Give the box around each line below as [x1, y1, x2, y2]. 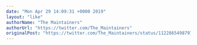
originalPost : [6, 30, 41, 36]
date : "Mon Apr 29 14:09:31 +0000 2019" [6, 8, 107, 15]
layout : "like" [6, 14, 43, 20]
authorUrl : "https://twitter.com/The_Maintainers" [6, 25, 133, 31]
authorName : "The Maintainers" [6, 19, 83, 25]
